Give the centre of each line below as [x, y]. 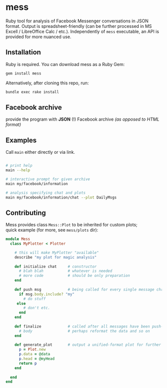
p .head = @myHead [37, 359]
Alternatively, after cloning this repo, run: [47, 83]
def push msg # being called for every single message [84, 289]
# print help [19, 166]
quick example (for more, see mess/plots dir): [52, 230]
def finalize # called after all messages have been [82, 326]
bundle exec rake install [32, 92]
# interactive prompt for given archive [48, 179]
